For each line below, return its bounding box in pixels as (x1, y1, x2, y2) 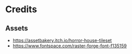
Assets (5, 24, 28, 33)
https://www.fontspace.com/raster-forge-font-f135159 (12, 43, 127, 49)
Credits (5, 4, 37, 15)
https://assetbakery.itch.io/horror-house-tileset (12, 37, 112, 43)
